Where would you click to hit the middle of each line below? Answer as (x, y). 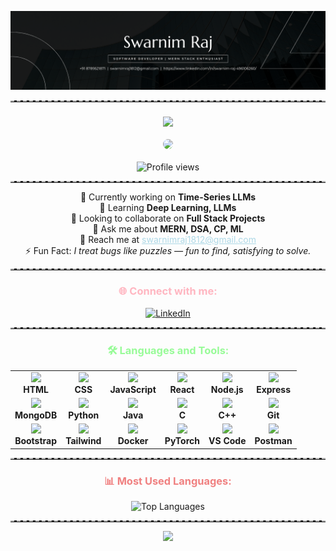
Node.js (227, 389)
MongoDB (36, 415)
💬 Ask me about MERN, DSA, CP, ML (168, 229)
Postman (273, 441)
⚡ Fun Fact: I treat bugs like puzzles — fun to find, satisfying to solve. (168, 251)
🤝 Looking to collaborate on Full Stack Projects (168, 218)
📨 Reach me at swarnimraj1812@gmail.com (168, 240)
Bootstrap (36, 441)
